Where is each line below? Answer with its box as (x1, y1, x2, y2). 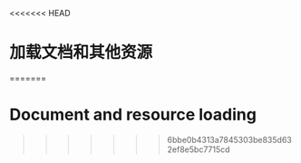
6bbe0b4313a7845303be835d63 (167, 134, 292, 145)
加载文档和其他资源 (9, 43, 153, 62)
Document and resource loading (9, 104, 257, 125)
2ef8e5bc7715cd (167, 144, 230, 155)
